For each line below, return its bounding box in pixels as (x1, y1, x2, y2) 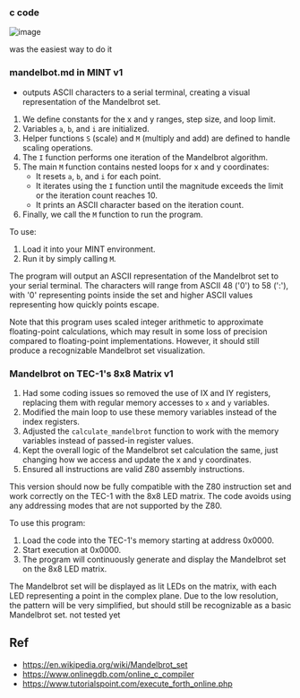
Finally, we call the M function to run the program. (21, 209, 203, 220)
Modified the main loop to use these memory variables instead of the (21, 406, 278, 418)
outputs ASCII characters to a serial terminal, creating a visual (21, 87, 251, 98)
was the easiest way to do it (9, 44, 113, 55)
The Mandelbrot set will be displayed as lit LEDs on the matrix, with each (9, 581, 278, 591)
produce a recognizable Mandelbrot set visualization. (9, 345, 206, 356)
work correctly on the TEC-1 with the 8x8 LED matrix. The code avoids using (9, 490, 292, 501)
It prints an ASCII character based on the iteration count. (35, 199, 244, 210)
